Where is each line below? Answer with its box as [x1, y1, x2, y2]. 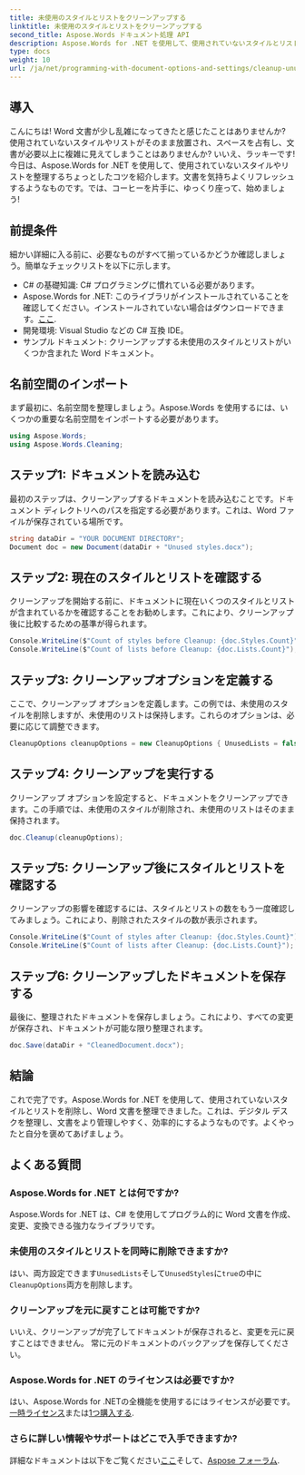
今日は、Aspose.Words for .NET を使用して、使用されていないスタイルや [9, 160, 281, 171]
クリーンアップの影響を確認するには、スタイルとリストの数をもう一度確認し [9, 903, 295, 914]
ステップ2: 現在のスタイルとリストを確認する [9, 570, 263, 585]
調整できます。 [48, 721, 104, 732]
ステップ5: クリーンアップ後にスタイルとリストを [9, 860, 286, 876]
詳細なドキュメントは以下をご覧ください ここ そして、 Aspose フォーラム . [9, 1454, 280, 1466]
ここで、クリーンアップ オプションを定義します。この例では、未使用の [9, 698, 273, 709]
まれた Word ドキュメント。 [54, 347, 159, 359]
